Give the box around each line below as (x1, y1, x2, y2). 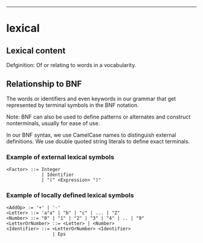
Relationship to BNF (6, 79, 82, 89)
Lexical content (6, 45, 66, 56)
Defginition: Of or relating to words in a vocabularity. (6, 62, 137, 68)
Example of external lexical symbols (6, 152, 115, 161)
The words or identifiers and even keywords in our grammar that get (6, 95, 176, 102)
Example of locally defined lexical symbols (6, 191, 134, 199)
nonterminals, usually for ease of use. (6, 119, 100, 127)
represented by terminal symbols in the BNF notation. (6, 101, 139, 109)
